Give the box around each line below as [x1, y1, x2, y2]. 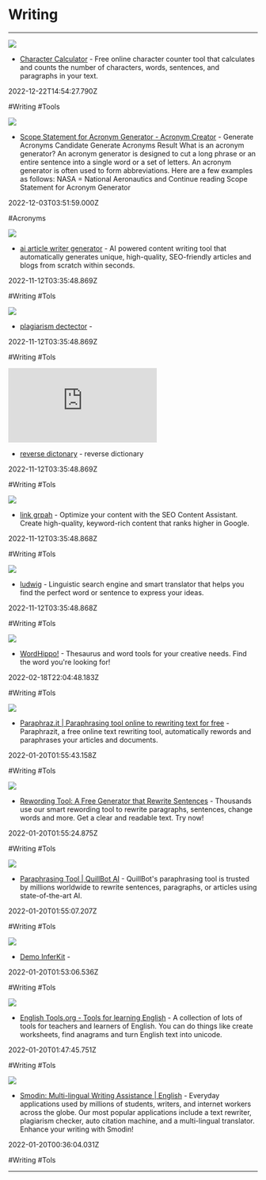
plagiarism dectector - [19, 321, 93, 331]
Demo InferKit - [19, 951, 71, 961]
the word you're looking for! [19, 657, 111, 667]
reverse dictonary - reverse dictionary [19, 448, 144, 458]
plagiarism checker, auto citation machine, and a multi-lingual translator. [19, 1116, 255, 1125]
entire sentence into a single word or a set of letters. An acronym [19, 157, 232, 167]
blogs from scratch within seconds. [19, 260, 135, 270]
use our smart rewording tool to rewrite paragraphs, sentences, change [19, 804, 253, 814]
